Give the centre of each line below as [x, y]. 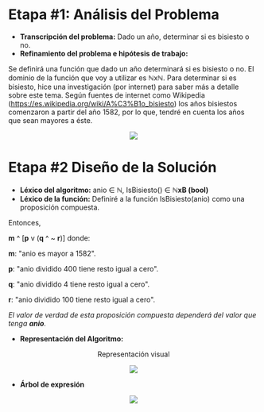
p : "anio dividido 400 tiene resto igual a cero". [83, 268]
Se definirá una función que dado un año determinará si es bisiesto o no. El [131, 68]
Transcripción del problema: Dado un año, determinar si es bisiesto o [134, 37]
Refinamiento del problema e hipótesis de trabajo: [104, 53]
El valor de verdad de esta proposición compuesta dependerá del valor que [132, 314]
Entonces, [25, 222]
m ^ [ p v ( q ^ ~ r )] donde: [49, 238]
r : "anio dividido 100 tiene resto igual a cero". [82, 299]
